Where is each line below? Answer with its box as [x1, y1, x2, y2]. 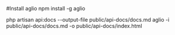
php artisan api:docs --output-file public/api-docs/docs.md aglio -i [6, 16, 170, 23]
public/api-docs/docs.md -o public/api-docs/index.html [6, 23, 142, 29]
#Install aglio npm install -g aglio [6, 5, 85, 12]
